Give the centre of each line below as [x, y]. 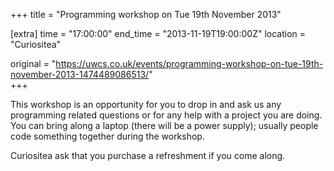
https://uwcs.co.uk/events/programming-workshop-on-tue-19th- [189, 63]
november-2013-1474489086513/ [80, 74]
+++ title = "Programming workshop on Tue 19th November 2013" [146, 14]
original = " [33, 63]
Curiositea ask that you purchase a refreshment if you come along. [148, 155]
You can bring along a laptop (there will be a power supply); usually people [164, 125]
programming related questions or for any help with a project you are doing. [166, 115]
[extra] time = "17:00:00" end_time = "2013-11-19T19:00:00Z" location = [158, 33]
